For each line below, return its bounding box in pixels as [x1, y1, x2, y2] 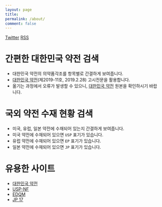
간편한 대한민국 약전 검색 [5, 53, 99, 65]
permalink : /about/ [5, 16, 45, 21]
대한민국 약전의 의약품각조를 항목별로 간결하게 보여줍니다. [12, 71, 123, 77]
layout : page [5, 7, 32, 12]
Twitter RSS [5, 35, 29, 41]
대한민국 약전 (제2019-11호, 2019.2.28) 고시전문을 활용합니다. [12, 77, 130, 83]
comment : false [5, 21, 37, 26]
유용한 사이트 [5, 164, 55, 174]
